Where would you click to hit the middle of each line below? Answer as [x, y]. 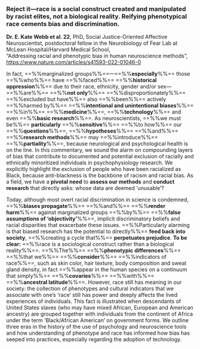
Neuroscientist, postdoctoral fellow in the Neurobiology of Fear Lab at [92, 43]
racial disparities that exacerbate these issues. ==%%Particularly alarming [98, 225]
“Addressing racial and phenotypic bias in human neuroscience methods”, [97, 56]
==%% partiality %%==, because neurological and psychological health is [97, 144]
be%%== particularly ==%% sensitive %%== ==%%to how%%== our [94, 125]
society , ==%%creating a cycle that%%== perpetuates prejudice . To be [97, 238]
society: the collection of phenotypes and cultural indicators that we [90, 289]
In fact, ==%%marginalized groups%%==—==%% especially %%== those [98, 74]
